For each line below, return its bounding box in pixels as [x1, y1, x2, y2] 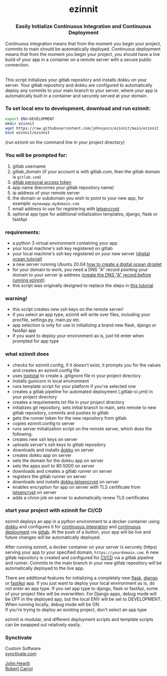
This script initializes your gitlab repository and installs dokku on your [5, 76, 147, 83]
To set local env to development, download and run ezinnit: [5, 105, 151, 112]
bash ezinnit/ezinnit [5, 130, 50, 135]
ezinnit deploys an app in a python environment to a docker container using [5, 518, 160, 524]
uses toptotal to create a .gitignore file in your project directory [12, 372, 141, 378]
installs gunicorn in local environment [12, 378, 89, 384]
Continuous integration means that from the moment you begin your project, [5, 40, 162, 46]
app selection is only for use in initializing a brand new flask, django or [12, 322, 157, 328]
